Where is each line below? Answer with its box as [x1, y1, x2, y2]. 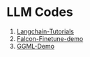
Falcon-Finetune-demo [16, 34, 84, 42]
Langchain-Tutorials [16, 27, 75, 35]
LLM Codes [6, 4, 74, 20]
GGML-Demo [16, 42, 55, 50]
